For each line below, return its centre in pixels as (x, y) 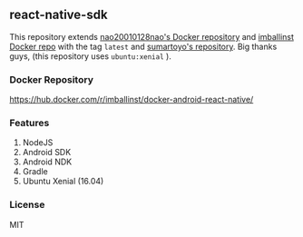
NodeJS (38, 143)
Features (29, 123)
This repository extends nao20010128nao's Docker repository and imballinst (152, 36)
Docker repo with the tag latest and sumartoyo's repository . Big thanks (143, 46)
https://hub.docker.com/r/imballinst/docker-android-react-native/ (132, 100)
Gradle (35, 172)
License (27, 205)
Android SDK (47, 153)
